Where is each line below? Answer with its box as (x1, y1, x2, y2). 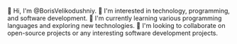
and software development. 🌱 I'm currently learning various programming (7, 14, 222, 22)
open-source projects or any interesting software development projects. (7, 29, 219, 37)
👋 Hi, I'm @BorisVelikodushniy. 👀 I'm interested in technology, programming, (7, 7, 231, 15)
